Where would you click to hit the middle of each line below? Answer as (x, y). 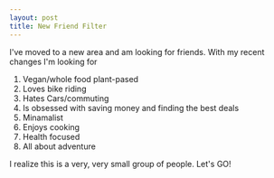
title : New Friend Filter (58, 26)
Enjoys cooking (51, 126)
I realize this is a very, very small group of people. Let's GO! (121, 164)
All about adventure (59, 146)
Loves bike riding (54, 89)
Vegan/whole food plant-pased (80, 79)
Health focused (51, 136)
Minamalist (43, 117)
